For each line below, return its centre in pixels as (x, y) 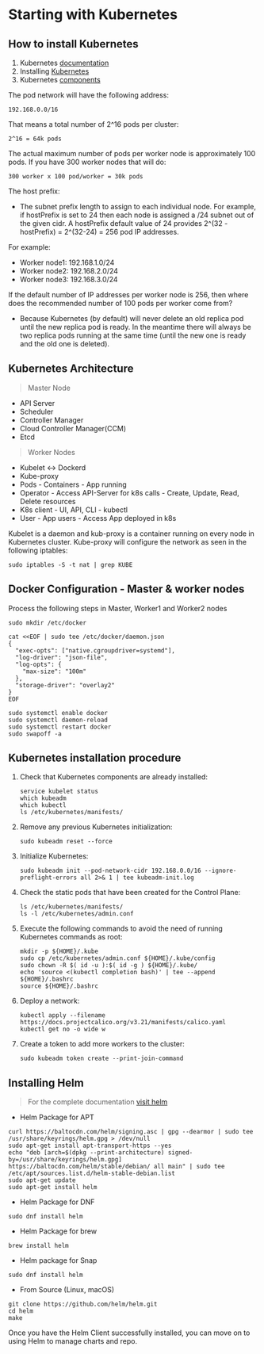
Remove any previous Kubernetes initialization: (96, 827)
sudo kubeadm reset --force (66, 842)
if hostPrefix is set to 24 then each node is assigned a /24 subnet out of (137, 215)
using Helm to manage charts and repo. (73, 1341)
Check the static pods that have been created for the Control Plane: (130, 893)
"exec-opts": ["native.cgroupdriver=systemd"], (96, 650)
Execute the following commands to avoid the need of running (121, 928)
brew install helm (38, 1246)
